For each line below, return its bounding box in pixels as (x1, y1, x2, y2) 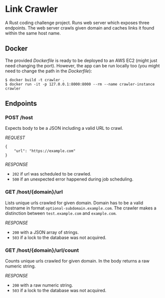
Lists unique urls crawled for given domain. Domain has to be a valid (5, 200, 143, 206)
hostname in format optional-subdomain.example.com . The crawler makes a (5, 205, 157, 211)
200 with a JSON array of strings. (12, 229, 79, 235)
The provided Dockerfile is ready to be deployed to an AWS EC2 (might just (5, 58, 158, 63)
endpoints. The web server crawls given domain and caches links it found (5, 25, 155, 30)
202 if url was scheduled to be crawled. (12, 171, 92, 177)
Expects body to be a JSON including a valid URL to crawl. (5, 125, 124, 131)
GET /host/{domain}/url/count (5, 247, 79, 254)
